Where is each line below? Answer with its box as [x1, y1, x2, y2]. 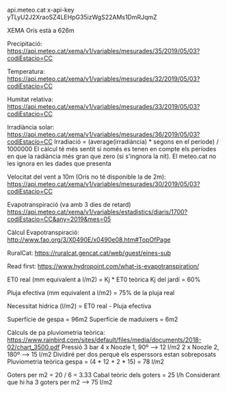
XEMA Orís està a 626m [7, 27, 75, 34]
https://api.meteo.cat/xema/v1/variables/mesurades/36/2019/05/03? [7, 130, 200, 138]
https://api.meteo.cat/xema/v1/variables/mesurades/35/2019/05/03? [7, 47, 200, 55]
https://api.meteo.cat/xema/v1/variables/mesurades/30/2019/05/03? [7, 180, 200, 188]
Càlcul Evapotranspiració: [7, 229, 80, 236]
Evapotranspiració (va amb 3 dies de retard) [7, 201, 131, 208]
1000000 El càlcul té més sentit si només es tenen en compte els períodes [7, 145, 217, 153]
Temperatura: [7, 68, 46, 75]
